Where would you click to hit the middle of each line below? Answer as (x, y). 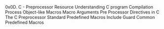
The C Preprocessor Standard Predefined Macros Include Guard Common (80, 17)
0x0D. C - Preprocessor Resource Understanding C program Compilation (79, 7)
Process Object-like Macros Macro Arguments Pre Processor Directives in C (82, 12)
